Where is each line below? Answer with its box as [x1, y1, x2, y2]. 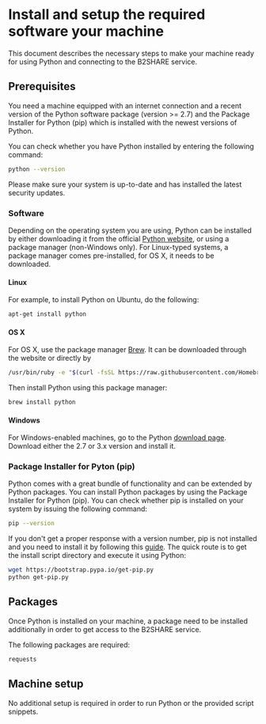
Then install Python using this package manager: [8, 383, 168, 392]
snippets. [8, 707, 39, 716]
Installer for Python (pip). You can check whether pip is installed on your [8, 496, 244, 506]
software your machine [8, 22, 165, 40]
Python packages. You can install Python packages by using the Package [8, 487, 248, 497]
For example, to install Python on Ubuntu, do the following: [8, 295, 199, 305]
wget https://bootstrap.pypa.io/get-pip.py [8, 566, 154, 574]
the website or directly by [8, 354, 91, 363]
